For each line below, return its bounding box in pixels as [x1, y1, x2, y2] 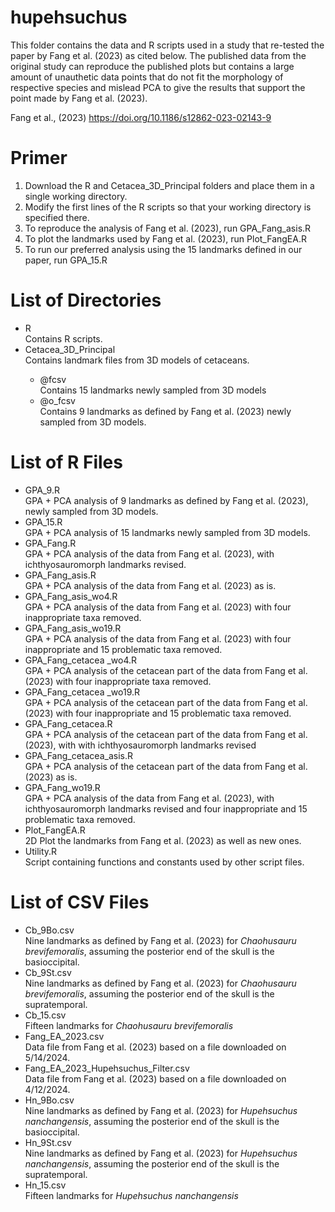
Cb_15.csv [24, 1009, 67, 1021]
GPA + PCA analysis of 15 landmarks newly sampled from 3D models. [24, 526, 311, 538]
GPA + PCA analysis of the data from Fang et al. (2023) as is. [24, 579, 277, 591]
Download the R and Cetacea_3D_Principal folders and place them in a [24, 179, 315, 191]
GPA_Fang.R [24, 537, 77, 549]
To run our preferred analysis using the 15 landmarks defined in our [24, 243, 303, 255]
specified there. [24, 211, 90, 223]
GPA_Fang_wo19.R [24, 781, 101, 793]
